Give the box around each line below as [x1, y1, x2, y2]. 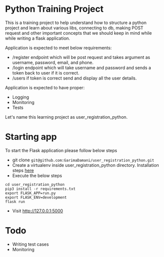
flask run [5, 199, 26, 204]
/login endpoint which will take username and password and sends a [12, 65, 151, 71]
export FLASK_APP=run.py [5, 190, 56, 196]
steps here [12, 167, 34, 173]
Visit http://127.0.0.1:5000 [12, 207, 63, 214]
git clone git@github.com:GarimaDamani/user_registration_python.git [12, 157, 155, 163]
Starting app [5, 131, 57, 143]
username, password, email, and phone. [12, 59, 94, 65]
